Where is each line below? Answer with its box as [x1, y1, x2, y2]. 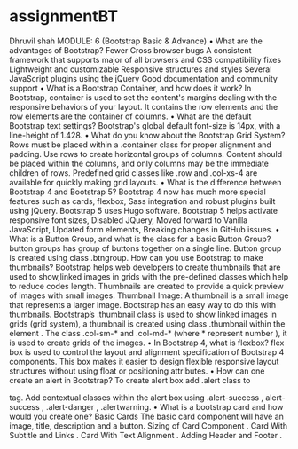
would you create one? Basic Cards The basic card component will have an [9, 411, 284, 421]
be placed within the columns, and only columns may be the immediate [9, 158, 269, 169]
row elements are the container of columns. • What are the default [9, 111, 252, 122]
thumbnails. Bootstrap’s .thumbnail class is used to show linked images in [9, 309, 278, 319]
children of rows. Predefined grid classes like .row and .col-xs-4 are [9, 167, 258, 178]
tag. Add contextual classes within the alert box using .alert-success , [9, 392, 264, 403]
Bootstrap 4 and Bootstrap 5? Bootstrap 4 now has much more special [9, 186, 266, 197]
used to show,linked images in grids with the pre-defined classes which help [9, 271, 289, 281]
